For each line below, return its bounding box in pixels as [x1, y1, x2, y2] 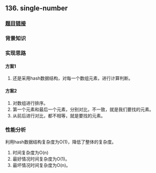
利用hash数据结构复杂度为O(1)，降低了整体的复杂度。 [5, 139, 117, 145]
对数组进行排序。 [12, 100, 48, 106]
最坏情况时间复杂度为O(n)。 [12, 162, 70, 168]
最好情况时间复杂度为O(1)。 [12, 156, 70, 162]
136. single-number [5, 4, 68, 13]
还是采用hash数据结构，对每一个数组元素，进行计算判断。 [12, 75, 133, 81]
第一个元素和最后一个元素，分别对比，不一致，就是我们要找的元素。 [12, 106, 154, 112]
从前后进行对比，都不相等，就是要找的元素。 [12, 112, 106, 119]
